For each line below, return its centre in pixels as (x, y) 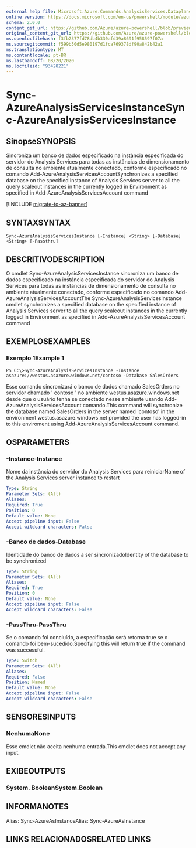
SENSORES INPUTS (41, 717)
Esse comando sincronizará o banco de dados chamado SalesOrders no (93, 386)
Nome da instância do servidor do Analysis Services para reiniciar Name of (96, 472)
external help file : (31, 11)
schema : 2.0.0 (23, 22)
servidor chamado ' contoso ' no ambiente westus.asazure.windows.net (92, 393)
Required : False (26, 677)
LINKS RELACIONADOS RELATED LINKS (78, 840)
